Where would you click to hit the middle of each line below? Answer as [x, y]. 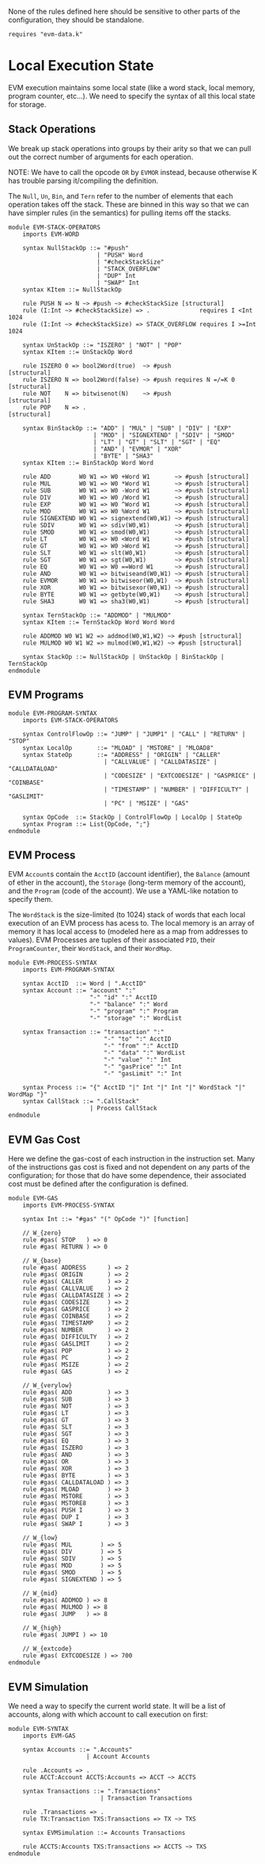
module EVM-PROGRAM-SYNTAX [53, 713]
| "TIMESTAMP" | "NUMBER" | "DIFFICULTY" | [176, 789]
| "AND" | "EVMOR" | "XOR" [137, 449]
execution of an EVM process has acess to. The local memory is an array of [131, 923]
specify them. [30, 900]
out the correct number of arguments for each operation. [101, 157]
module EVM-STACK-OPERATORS [55, 227]
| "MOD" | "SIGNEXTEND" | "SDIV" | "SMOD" [164, 435]
